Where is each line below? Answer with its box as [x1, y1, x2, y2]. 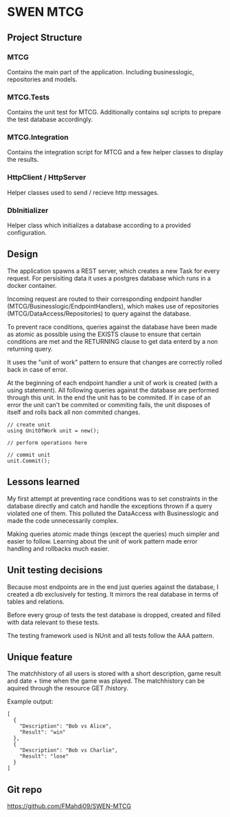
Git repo [7, 783, 43, 796]
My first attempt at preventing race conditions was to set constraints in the [7, 494, 218, 503]
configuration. [7, 229, 47, 237]
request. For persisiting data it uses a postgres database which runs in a [7, 273, 211, 282]
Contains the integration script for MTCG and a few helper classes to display [7, 148, 223, 156]
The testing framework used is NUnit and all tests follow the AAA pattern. [7, 631, 214, 639]
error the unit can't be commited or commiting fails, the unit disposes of [7, 400, 211, 408]
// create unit [7, 421, 51, 428]
